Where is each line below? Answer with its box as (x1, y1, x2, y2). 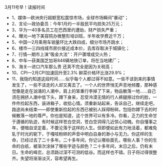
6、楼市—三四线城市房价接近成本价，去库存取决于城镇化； (11, 46, 130, 51)
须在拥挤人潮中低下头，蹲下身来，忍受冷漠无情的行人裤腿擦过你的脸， (11, 95, 153, 100)
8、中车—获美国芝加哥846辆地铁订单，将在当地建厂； (11, 58, 121, 63)
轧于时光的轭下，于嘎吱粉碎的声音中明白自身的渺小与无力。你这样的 (11, 131, 149, 137)
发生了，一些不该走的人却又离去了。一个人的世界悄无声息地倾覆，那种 (11, 82, 153, 88)
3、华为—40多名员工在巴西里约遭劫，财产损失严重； (11, 27, 119, 33)
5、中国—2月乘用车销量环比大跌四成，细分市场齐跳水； (11, 39, 124, 45)
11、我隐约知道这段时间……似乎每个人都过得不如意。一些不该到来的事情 (11, 76, 156, 82)
